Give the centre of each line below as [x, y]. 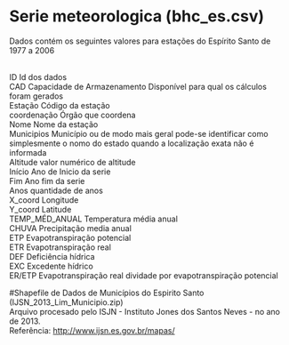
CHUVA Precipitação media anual [70, 228]
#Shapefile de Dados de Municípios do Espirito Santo [107, 293]
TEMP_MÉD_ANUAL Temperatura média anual [93, 219]
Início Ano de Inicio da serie [60, 172]
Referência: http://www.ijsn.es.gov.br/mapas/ [92, 330]
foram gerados [36, 96]
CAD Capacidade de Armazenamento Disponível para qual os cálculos [138, 86]
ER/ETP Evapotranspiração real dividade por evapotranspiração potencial [144, 275]
